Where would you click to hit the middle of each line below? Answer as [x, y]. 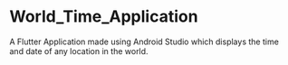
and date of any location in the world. [79, 51]
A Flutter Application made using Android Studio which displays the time [144, 42]
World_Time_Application [104, 17]
